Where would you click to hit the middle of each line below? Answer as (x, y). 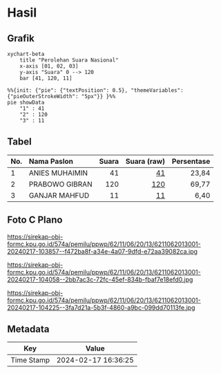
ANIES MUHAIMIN (58, 173)
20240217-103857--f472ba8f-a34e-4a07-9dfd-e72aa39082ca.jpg (103, 251)
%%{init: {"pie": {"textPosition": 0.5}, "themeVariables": (96, 91)
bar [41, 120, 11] (46, 78)
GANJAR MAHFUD (59, 195)
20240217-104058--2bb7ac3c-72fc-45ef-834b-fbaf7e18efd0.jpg (100, 279)
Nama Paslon (51, 161)
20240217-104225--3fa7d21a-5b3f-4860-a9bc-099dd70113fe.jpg (101, 307)
